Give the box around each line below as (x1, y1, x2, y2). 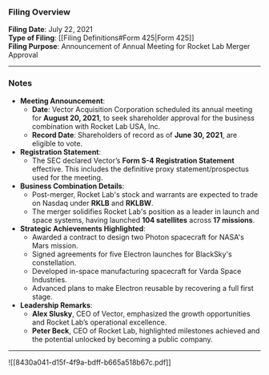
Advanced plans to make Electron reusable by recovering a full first (31, 283, 254, 292)
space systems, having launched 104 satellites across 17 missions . (31, 215, 255, 224)
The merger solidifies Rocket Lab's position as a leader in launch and (31, 207, 260, 216)
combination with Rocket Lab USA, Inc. (31, 121, 161, 131)
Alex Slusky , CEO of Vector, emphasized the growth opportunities (31, 308, 251, 318)
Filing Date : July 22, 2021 (8, 25, 94, 34)
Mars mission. (31, 240, 78, 250)
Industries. (31, 275, 67, 284)
